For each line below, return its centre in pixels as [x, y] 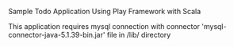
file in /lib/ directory [139, 35]
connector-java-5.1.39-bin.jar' [57, 35]
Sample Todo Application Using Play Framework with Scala [105, 11]
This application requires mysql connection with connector [104, 26]
